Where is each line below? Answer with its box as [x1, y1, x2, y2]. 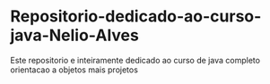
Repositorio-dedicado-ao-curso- [10, 6, 262, 27]
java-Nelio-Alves [10, 25, 140, 46]
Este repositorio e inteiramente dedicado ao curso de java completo [10, 55, 261, 65]
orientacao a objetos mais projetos [10, 64, 138, 75]
